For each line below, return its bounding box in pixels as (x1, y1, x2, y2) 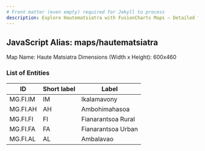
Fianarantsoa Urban (81, 125, 138, 133)
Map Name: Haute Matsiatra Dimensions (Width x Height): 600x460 (6, 53, 177, 61)
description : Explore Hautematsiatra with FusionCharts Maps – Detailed (6, 15, 195, 21)
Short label (42, 84, 76, 93)
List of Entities (6, 68, 50, 77)
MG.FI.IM (9, 95, 35, 103)
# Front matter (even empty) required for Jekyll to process (6, 9, 165, 15)
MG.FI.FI (9, 114, 34, 123)
